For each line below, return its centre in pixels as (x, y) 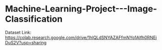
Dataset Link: (18, 32)
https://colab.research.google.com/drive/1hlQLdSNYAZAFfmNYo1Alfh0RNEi (81, 37)
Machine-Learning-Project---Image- (81, 9)
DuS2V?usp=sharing (26, 42)
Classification (34, 19)
